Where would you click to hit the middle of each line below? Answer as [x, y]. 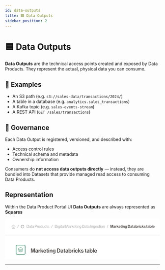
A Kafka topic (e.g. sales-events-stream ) [53, 107]
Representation [29, 195]
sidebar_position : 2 [26, 21]
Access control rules [33, 149]
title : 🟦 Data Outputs [29, 16]
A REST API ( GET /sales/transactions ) [51, 112]
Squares [14, 212]
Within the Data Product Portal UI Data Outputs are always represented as [80, 206]
